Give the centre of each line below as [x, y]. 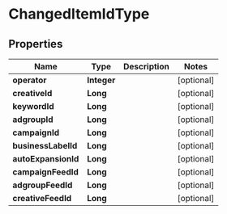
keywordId [33, 106]
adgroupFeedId [43, 185]
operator [30, 80]
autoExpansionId [46, 159]
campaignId [36, 132]
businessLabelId [45, 146]
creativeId [32, 93]
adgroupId [33, 120]
